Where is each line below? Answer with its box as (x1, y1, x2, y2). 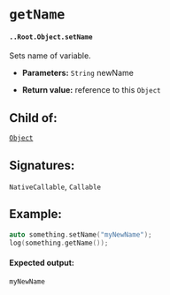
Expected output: (9, 258, 75, 269)
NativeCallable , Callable (9, 181, 102, 192)
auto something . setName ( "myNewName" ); (9, 230, 152, 239)
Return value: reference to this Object (21, 85, 161, 95)
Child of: (9, 110, 58, 125)
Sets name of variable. (9, 50, 91, 61)
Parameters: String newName (21, 68, 135, 79)
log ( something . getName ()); (9, 238, 109, 247)
